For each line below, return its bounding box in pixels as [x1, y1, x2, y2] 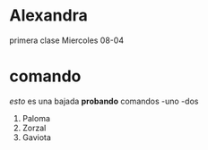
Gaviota [22, 131, 52, 143]
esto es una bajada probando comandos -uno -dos [9, 96, 199, 106]
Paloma [22, 112, 51, 123]
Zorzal [22, 122, 47, 133]
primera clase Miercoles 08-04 [9, 35, 124, 46]
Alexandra [9, 5, 88, 26]
